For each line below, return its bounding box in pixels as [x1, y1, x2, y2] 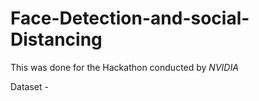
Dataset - [10, 80, 49, 92]
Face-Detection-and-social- [10, 7, 250, 30]
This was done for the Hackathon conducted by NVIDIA [10, 61, 239, 73]
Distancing [10, 28, 103, 51]
